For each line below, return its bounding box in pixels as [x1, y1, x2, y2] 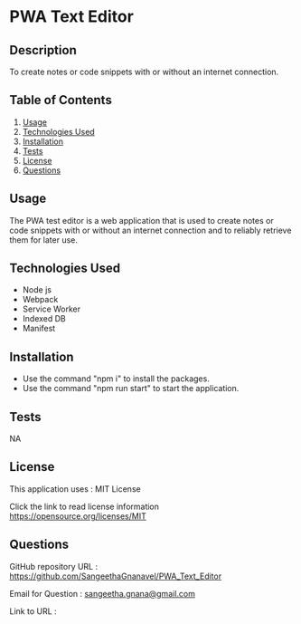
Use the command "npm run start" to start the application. [22, 383, 240, 394]
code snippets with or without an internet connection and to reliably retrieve [9, 225, 292, 235]
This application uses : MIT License [9, 483, 142, 494]
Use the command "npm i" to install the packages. [22, 373, 210, 384]
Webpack [22, 294, 59, 305]
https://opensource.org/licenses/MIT [9, 510, 146, 522]
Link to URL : [9, 605, 57, 617]
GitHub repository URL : [9, 561, 99, 571]
